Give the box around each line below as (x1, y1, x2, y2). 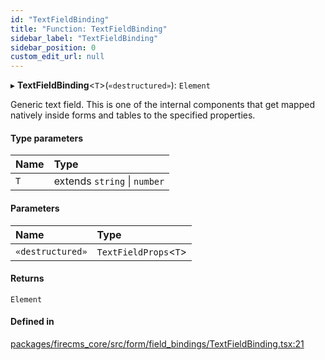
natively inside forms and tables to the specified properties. (10, 109, 256, 121)
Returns (10, 272, 45, 285)
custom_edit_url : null (10, 52, 105, 62)
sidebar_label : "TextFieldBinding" (10, 33, 159, 43)
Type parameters (10, 132, 84, 144)
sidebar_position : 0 (10, 42, 97, 53)
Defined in (10, 316, 55, 328)
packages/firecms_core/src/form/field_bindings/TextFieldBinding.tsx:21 (10, 337, 305, 350)
